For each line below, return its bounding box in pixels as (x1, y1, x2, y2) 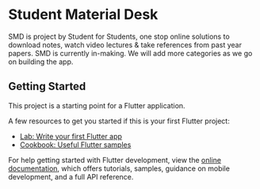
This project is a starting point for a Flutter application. (8, 100, 185, 110)
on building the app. (8, 57, 74, 66)
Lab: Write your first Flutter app (19, 131, 123, 141)
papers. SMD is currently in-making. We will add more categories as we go (8, 48, 253, 58)
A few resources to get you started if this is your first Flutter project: (8, 116, 230, 126)
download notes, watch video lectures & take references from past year (8, 40, 242, 49)
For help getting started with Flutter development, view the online (8, 155, 222, 164)
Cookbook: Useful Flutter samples (19, 140, 132, 149)
